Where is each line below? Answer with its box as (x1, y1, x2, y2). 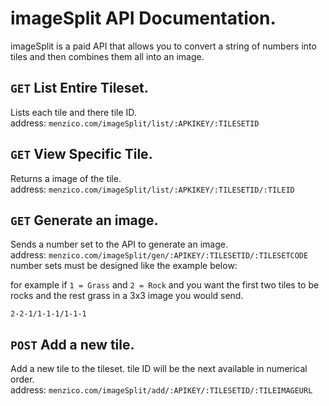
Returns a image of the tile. (10, 172, 122, 184)
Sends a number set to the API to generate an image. (10, 238, 228, 251)
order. (10, 373, 35, 386)
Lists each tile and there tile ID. (10, 106, 137, 118)
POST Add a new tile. (10, 336, 135, 353)
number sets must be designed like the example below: (10, 260, 238, 272)
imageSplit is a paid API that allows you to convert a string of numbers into (10, 40, 317, 52)
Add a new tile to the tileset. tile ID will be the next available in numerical (10, 363, 308, 375)
